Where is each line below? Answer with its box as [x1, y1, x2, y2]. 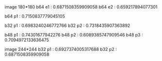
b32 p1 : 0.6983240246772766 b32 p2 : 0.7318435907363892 [4, 23, 130, 28]
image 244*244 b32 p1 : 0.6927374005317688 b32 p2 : [4, 47, 117, 52]
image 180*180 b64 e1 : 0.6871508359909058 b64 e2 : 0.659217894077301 [4, 4, 158, 10]
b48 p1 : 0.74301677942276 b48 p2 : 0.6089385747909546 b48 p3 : [4, 32, 143, 37]
